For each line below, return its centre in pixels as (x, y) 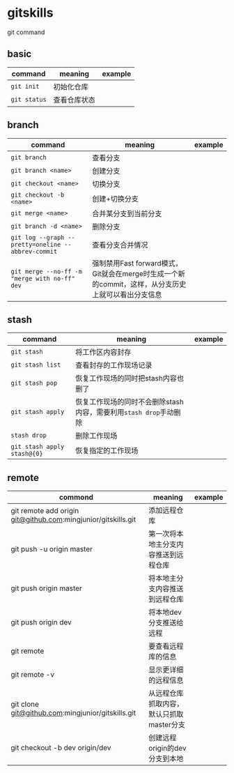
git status (29, 99)
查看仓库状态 (74, 100)
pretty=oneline (36, 244)
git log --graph (38, 237)
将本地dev (165, 613)
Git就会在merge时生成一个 (135, 273)
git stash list (36, 365)
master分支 (167, 725)
